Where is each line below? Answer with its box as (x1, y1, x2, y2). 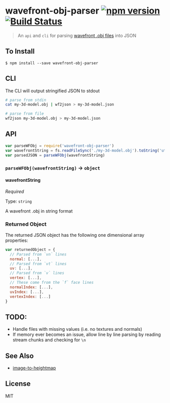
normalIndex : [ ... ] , (10, 284, 53, 290)
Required (5, 188, 24, 194)
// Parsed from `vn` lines (10, 251, 67, 257)
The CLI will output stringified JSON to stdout (5, 87, 100, 93)
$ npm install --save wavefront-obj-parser (5, 61, 99, 66)
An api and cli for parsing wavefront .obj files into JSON (17, 32, 137, 38)
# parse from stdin (5, 97, 47, 103)
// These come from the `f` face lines (10, 280, 94, 285)
